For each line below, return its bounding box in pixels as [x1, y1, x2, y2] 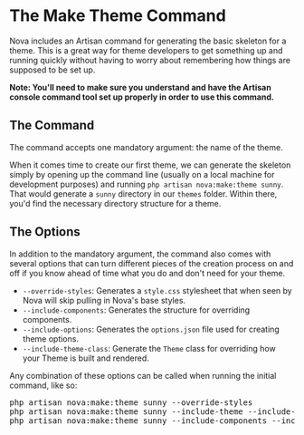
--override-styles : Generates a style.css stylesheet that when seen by [22, 285, 292, 295]
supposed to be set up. [9, 64, 96, 75]
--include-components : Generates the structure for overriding [22, 304, 251, 315]
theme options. [22, 333, 80, 344]
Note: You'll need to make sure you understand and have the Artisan [9, 82, 271, 92]
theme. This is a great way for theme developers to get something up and [9, 44, 283, 55]
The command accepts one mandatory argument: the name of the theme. [9, 141, 283, 152]
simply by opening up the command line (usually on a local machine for [9, 169, 275, 179]
